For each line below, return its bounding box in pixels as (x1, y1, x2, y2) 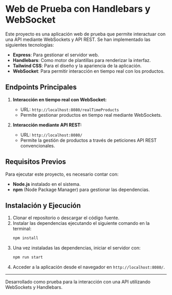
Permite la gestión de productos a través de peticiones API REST (20, 137, 157, 143)
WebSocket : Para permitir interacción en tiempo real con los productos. (12, 68, 165, 74)
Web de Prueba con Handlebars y (5, 3, 151, 15)
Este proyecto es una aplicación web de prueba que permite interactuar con (5, 31, 166, 37)
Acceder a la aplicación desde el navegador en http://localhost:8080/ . (12, 264, 165, 270)
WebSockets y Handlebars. (5, 284, 63, 290)
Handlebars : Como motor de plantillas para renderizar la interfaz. (12, 57, 151, 63)
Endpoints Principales (5, 83, 77, 92)
